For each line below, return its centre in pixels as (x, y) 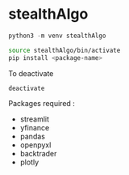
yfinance (35, 128)
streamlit (35, 119)
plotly (29, 162)
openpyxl (35, 145)
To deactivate (31, 73)
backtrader (38, 154)
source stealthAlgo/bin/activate (64, 50)
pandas (33, 137)
